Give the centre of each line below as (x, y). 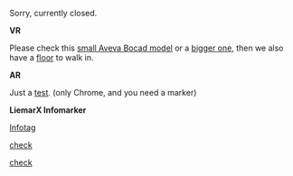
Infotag (23, 127)
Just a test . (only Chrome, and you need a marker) (103, 93)
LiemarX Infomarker (48, 110)
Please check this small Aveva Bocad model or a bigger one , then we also (146, 48)
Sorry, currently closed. (53, 13)
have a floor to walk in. (52, 57)
